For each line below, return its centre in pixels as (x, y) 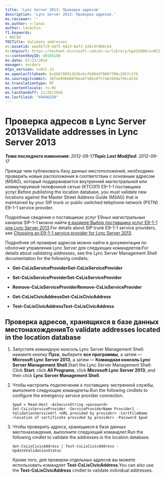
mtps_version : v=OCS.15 (30, 70)
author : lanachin (23, 28)
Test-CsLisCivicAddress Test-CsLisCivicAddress (63, 306)
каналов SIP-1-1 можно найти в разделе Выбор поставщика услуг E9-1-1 (81, 222)
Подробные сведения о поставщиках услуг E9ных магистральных (75, 217)
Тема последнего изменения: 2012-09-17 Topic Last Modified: (71, 156)
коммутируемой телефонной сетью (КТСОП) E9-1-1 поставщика (73, 187)
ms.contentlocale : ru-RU (31, 88)
